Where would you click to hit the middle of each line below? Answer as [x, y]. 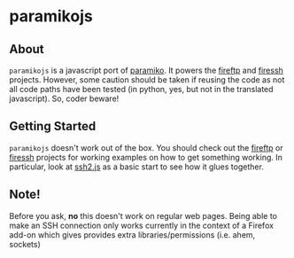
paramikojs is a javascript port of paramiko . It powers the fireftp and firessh [146, 70]
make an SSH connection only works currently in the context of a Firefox [142, 225]
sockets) [25, 244]
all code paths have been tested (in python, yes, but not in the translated [141, 89]
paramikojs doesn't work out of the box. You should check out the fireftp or [146, 147]
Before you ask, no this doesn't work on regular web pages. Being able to [143, 215]
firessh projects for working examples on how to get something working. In [146, 157]
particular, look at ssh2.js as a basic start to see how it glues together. [136, 167]
